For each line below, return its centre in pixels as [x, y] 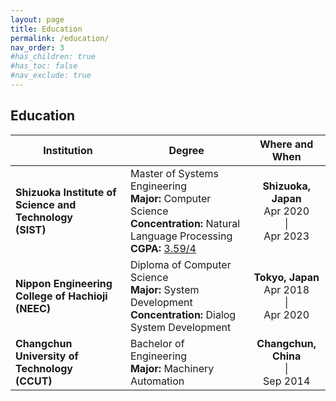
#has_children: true [53, 57]
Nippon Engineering [64, 283]
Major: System [164, 289]
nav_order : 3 [37, 47]
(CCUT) [34, 381]
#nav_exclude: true [51, 76]
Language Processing [181, 236]
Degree [186, 150]
